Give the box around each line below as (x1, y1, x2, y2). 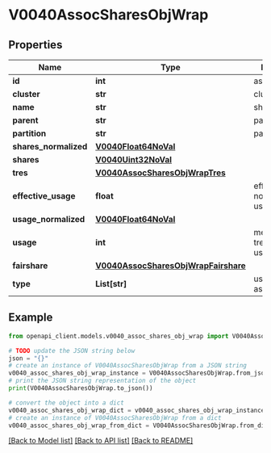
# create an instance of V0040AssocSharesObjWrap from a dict (8, 413, 222, 422)
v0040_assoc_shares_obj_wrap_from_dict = (8, 422, 150, 430)
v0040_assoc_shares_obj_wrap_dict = (8, 406, 131, 414)
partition (12, 128, 47, 139)
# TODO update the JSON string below (8, 346, 135, 354)
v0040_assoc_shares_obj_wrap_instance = (8, 369, 147, 377)
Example (8, 311, 53, 325)
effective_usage (12, 191, 76, 201)
